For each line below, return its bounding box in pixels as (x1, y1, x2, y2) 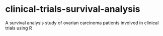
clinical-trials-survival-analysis (5, 3, 140, 15)
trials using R (5, 25, 32, 31)
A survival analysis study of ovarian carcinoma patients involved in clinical (5, 20, 159, 26)
